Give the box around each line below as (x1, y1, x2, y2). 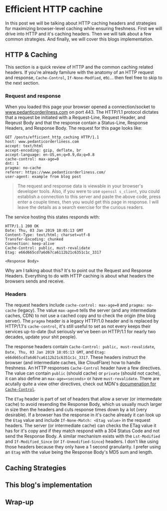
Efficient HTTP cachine (5, 4, 103, 15)
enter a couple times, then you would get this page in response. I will (17, 199, 159, 205)
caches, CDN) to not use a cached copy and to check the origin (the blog (5, 313, 156, 319)
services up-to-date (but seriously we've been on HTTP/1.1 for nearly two (5, 329, 156, 335)
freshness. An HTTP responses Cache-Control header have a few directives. (5, 365, 162, 371)
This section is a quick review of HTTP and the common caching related (5, 64, 154, 70)
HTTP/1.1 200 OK (5, 224, 39, 229)
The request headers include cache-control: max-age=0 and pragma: (5, 302, 145, 308)
